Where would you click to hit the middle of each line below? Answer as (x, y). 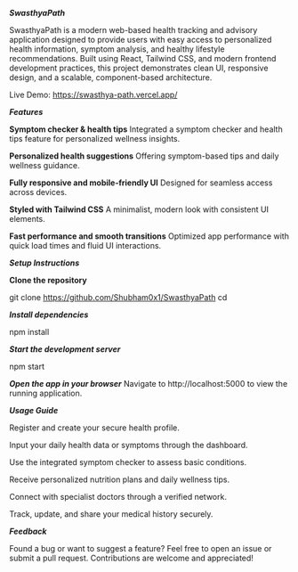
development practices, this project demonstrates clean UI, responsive (139, 68)
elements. (28, 219)
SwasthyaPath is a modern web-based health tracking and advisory (133, 30)
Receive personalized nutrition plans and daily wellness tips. (120, 479)
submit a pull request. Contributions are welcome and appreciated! (131, 558)
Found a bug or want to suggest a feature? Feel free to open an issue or (141, 548)
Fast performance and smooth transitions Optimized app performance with (149, 236)
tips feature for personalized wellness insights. (95, 139)
